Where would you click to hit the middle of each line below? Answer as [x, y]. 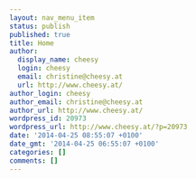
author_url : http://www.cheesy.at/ [76, 110]
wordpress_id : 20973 [48, 118]
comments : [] [34, 160]
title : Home [32, 43]
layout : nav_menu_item [52, 18]
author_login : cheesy [50, 93]
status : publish [40, 26]
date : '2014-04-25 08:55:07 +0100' [76, 136]
